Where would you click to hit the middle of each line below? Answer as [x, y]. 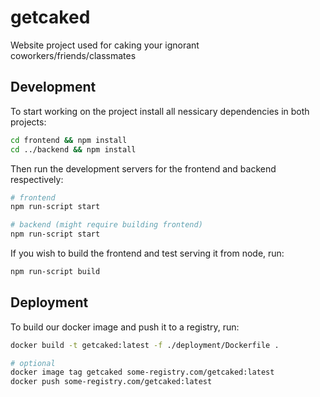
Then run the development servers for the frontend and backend [143, 168]
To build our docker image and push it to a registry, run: [125, 327]
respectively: [37, 179]
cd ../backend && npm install [73, 149]
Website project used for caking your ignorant [105, 45]
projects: [28, 122]
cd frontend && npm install [69, 140]
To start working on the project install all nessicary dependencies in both [160, 111]
